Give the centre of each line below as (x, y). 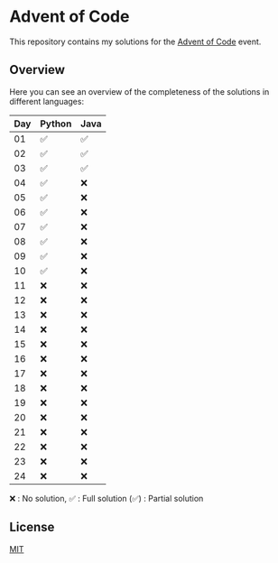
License (32, 527)
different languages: (46, 101)
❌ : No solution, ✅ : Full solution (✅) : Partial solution (107, 498)
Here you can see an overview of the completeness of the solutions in (139, 91)
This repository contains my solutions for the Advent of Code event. (135, 42)
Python (56, 124)
